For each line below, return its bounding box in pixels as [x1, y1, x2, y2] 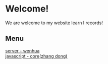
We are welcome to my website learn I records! [5, 20, 103, 26]
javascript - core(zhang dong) [5, 53, 68, 59]
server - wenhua [5, 47, 40, 53]
